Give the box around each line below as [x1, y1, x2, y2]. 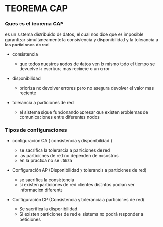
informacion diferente [19, 187, 63, 193]
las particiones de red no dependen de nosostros [19, 152, 119, 158]
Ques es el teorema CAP [5, 21, 63, 27]
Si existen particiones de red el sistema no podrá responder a [19, 211, 143, 217]
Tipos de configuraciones [5, 127, 67, 134]
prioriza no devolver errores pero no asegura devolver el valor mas [19, 85, 154, 91]
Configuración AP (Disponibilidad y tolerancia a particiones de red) [12, 167, 147, 173]
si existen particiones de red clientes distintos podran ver [19, 182, 135, 187]
